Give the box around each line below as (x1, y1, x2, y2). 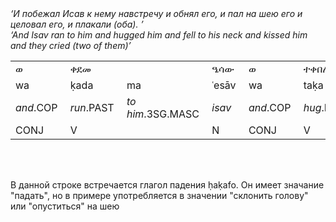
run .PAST (69, 101, 115, 114)
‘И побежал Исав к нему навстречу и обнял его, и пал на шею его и (10, 8, 303, 19)
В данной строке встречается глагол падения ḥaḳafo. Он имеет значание (10, 179, 325, 191)
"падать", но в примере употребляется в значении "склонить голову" (10, 190, 309, 201)
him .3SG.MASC (126, 107, 200, 121)
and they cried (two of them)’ (10, 40, 132, 51)
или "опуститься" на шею (10, 200, 120, 212)
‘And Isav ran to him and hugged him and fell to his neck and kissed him (10, 29, 308, 41)
